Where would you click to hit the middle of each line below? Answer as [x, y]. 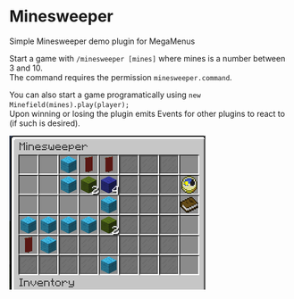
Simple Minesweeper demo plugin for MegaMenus [102, 41]
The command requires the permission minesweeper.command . [121, 77]
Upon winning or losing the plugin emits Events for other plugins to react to [147, 113]
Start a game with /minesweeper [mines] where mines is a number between [147, 58]
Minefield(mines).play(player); [69, 104]
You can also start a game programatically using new [105, 95]
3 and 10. [26, 68]
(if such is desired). [45, 123]
